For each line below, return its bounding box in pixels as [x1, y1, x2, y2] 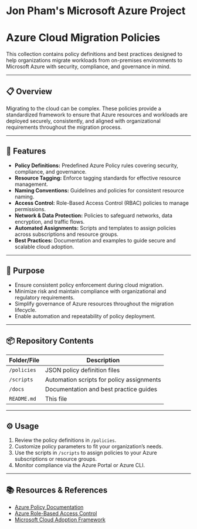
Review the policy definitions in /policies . [14, 437, 117, 444]
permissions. [14, 205, 46, 212]
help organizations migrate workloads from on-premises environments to [6, 57, 183, 64]
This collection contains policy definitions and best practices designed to [6, 51, 183, 58]
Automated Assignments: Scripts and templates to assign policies [14, 224, 176, 231]
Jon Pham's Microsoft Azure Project [6, 4, 186, 18]
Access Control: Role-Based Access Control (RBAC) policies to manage [14, 199, 189, 207]
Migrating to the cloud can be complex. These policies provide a [6, 105, 161, 112]
